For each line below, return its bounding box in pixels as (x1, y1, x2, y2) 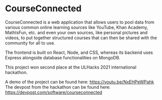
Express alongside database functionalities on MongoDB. (5, 54, 121, 60)
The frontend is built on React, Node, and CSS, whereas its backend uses (5, 50, 153, 55)
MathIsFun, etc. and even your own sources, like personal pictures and (5, 29, 148, 35)
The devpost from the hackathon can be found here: (5, 84, 111, 90)
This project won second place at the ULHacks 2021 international (5, 64, 137, 70)
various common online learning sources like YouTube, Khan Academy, (5, 24, 148, 30)
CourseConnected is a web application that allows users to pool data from (5, 19, 155, 25)
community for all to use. (5, 40, 55, 46)
